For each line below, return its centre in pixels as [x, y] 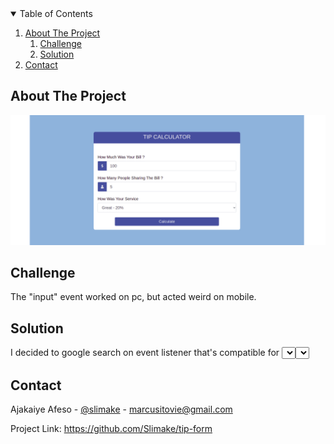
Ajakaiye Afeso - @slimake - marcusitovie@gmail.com [121, 409]
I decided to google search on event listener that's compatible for [145, 353]
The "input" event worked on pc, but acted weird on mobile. [133, 297]
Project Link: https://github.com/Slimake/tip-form [111, 428]
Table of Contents [56, 13]
